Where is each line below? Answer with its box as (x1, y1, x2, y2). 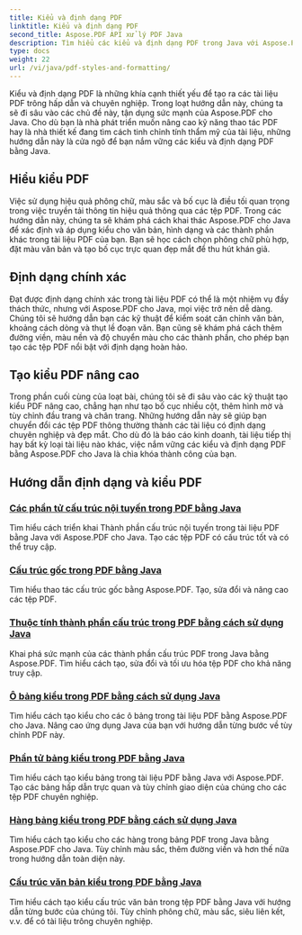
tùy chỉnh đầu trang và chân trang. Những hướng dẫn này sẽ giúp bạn (9, 411, 267, 422)
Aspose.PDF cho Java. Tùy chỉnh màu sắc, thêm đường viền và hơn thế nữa (9, 844, 289, 855)
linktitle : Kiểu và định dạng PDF (9, 22, 139, 31)
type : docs (9, 47, 50, 56)
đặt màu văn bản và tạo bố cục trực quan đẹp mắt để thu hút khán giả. (9, 243, 271, 254)
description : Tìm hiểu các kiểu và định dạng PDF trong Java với (9, 38, 259, 48)
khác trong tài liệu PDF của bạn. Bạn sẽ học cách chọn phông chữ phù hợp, (9, 233, 289, 244)
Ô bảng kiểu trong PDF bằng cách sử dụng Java (9, 690, 221, 703)
